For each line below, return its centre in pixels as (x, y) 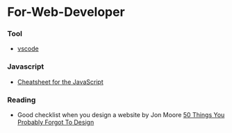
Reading (22, 100)
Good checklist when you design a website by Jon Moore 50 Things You (121, 115)
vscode (28, 48)
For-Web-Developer (66, 12)
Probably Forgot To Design (56, 123)
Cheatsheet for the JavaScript (60, 82)
